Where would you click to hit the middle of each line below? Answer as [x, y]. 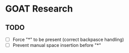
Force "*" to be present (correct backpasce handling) [68, 39]
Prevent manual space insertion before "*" [57, 45]
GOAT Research [39, 9]
